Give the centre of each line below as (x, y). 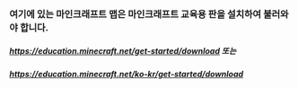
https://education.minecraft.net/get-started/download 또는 (123, 50)
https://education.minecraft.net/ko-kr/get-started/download (127, 74)
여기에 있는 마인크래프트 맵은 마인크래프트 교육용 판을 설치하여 (136, 13)
